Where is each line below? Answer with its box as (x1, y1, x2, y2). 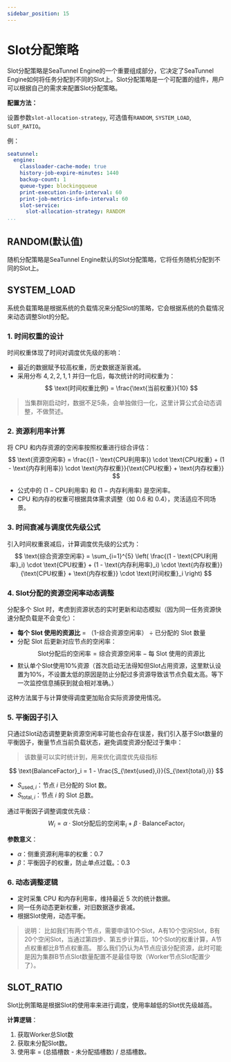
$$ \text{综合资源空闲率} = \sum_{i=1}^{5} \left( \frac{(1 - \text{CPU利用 (15, 551, 218, 560)
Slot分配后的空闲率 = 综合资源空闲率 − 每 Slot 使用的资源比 (37, 649, 205, 657)
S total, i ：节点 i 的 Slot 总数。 (17, 791, 98, 801)
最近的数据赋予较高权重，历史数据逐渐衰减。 (17, 363, 145, 371)
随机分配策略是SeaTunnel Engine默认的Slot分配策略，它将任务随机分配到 (7, 256, 214, 263)
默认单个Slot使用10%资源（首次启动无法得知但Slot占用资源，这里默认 (17, 662, 216, 669)
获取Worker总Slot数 (17, 1030, 74, 1038)
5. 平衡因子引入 (7, 712, 58, 722)
